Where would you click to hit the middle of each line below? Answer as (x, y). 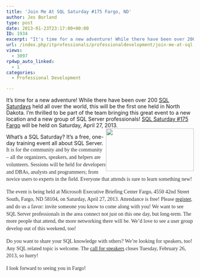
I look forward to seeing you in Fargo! (46, 268)
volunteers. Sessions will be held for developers (56, 164)
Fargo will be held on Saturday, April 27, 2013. (62, 125)
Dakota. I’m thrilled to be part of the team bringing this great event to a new (98, 113)
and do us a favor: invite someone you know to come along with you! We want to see (95, 207)
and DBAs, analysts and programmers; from (52, 172)
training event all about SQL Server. (60, 143)
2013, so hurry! (22, 256)
